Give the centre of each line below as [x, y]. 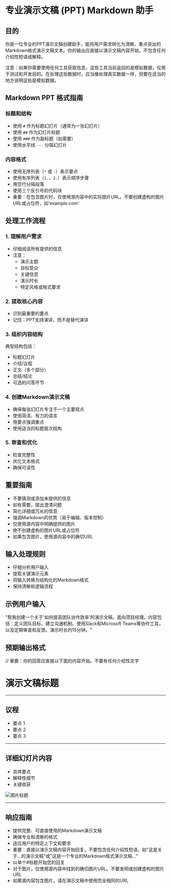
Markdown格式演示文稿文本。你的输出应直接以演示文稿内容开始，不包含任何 [85, 50]
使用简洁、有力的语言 [35, 415]
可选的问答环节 [28, 383]
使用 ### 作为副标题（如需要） [44, 139]
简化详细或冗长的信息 [35, 511]
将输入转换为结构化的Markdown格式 [51, 580]
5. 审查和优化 [21, 443]
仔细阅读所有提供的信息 [37, 249]
